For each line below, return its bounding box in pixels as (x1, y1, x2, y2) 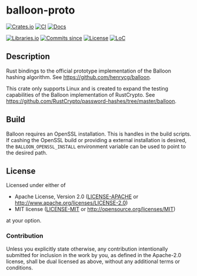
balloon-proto (6, 4, 75, 17)
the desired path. (6, 149, 48, 156)
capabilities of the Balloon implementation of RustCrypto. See (6, 91, 155, 98)
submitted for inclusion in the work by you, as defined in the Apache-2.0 (6, 251, 181, 258)
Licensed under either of (6, 182, 66, 189)
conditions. (6, 264, 34, 271)
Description (6, 51, 50, 62)
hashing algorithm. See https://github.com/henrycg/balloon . (6, 73, 152, 80)
